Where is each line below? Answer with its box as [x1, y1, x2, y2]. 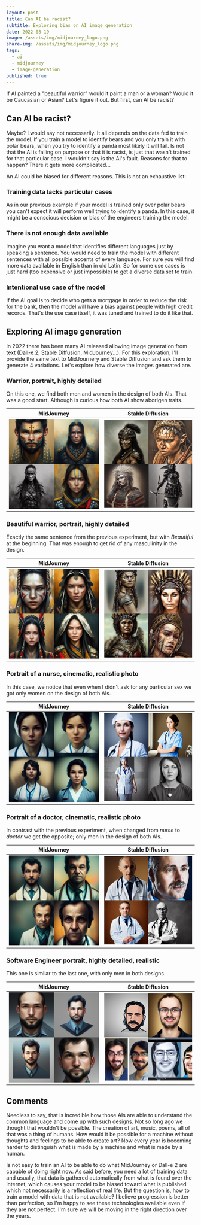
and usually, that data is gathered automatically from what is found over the [6, 1174, 193, 1181]
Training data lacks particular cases [6, 188, 112, 196]
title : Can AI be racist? [6, 16, 71, 22]
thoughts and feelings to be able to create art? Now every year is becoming [6, 1137, 193, 1144]
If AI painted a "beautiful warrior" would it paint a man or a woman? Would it [6, 90, 194, 97]
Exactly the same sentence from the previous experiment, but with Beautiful [6, 533, 193, 541]
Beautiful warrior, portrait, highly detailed [6, 520, 130, 528]
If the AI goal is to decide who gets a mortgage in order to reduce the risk [6, 297, 187, 304]
